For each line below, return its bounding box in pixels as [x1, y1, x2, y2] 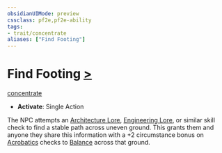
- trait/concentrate [7, 29, 68, 37]
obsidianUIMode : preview [7, 10, 79, 17]
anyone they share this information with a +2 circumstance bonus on [7, 131, 204, 139]
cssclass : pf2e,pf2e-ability [7, 17, 92, 24]
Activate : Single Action [17, 102, 84, 111]
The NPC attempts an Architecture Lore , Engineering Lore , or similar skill [7, 116, 216, 124]
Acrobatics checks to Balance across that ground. [7, 138, 151, 147]
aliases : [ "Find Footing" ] [7, 36, 86, 43]
